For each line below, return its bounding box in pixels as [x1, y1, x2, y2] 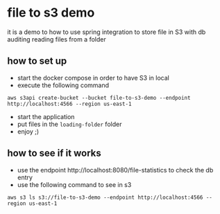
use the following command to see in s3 [17, 180, 132, 188]
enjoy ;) [17, 127, 40, 136]
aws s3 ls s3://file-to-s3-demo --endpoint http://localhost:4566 [7, 194, 203, 201]
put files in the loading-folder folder [17, 120, 122, 128]
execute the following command [17, 81, 110, 89]
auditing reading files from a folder [7, 35, 106, 43]
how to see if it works [7, 148, 102, 159]
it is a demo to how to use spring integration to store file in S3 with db [7, 28, 206, 36]
